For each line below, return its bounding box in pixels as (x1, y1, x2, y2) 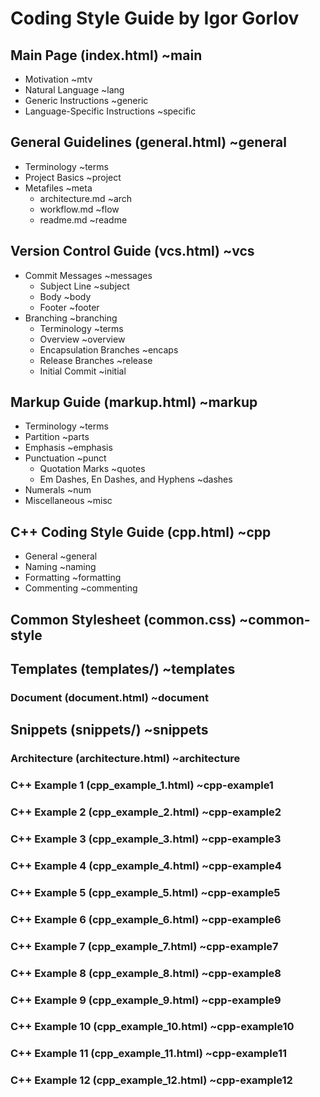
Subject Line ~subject (39, 280, 130, 292)
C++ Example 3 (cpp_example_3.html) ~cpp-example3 (10, 832, 282, 846)
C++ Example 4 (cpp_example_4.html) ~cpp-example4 (10, 858, 282, 872)
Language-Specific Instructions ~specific (24, 105, 197, 117)
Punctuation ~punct (24, 452, 107, 464)
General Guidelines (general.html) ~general (10, 134, 287, 151)
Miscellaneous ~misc (24, 495, 113, 507)
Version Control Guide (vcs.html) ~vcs (10, 243, 255, 260)
